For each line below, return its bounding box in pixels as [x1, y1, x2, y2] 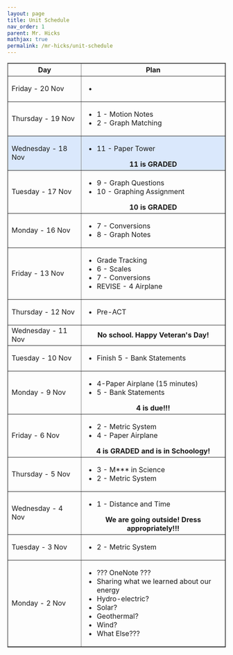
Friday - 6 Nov [11, 430, 60, 440]
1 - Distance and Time [96, 499, 171, 508]
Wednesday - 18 [11, 144, 68, 153]
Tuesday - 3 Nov [11, 542, 67, 551]
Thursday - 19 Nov [11, 114, 75, 123]
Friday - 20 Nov [11, 84, 64, 93]
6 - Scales [96, 264, 132, 273]
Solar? [96, 603, 118, 612]
